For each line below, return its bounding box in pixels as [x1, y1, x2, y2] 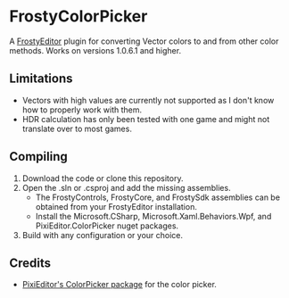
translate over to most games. [21, 123, 132, 134]
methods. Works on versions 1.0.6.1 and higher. [9, 45, 181, 55]
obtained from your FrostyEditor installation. [35, 201, 198, 211]
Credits [9, 255, 52, 270]
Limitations [9, 71, 73, 87]
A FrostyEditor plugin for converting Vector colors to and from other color [9, 36, 279, 46]
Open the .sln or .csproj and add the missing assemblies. [21, 182, 231, 193]
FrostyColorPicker [9, 6, 148, 27]
